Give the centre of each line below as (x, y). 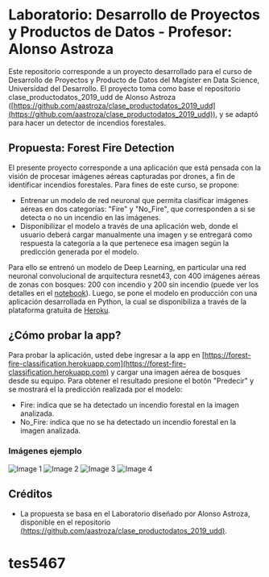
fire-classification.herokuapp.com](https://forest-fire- (97, 363)
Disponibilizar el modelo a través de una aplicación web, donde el (129, 226)
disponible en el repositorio (65, 522)
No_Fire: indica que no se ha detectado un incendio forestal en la (128, 421)
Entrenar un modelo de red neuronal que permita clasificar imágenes (134, 200)
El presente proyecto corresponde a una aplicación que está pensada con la (135, 168)
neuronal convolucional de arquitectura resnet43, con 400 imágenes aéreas (134, 276)
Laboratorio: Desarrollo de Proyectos (134, 15)
